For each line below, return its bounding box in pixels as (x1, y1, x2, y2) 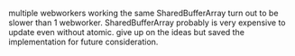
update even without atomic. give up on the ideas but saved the (8, 27, 245, 37)
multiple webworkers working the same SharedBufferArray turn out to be (8, 8, 279, 18)
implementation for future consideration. (8, 36, 159, 47)
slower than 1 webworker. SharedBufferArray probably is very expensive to (8, 17, 286, 28)
